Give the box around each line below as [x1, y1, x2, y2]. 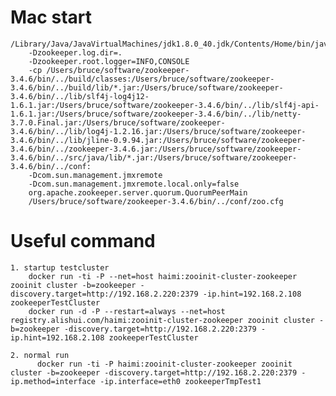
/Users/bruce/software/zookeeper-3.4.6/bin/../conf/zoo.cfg [28, 196, 284, 206]
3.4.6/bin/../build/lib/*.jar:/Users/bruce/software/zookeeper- [10, 82, 284, 93]
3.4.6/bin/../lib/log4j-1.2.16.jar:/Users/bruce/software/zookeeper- [10, 126, 307, 136]
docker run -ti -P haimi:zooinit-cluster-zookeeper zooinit [36, 359, 293, 369]
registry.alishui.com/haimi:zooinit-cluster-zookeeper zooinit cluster [10, 315, 315, 325]
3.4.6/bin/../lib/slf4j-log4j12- [10, 91, 150, 101]
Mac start [10, 6, 92, 29]
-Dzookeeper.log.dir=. [28, 47, 123, 58]
